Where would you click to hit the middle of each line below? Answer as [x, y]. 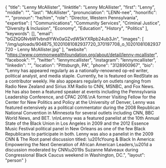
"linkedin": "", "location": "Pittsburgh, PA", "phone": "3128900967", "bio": [80, 65]
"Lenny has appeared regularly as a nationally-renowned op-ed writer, [77, 71]
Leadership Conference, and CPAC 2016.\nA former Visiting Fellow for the [81, 97]
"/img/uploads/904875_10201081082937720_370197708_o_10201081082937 [83, 44]
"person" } [16, 160]
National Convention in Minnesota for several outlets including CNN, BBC [80, 113]
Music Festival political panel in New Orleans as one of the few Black [75, 128]
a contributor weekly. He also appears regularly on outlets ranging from [78, 81]
